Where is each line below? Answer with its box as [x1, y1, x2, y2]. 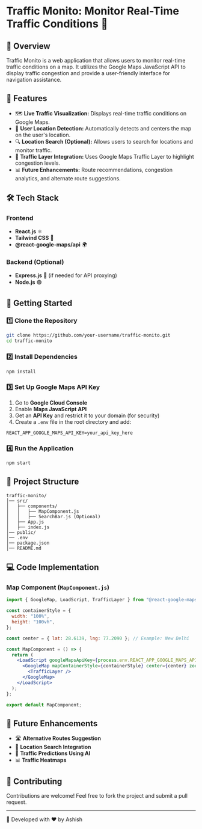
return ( [11, 652, 34, 658]
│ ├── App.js [6, 519, 44, 525]
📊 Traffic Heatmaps [14, 756, 67, 764]
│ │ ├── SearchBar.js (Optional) [6, 513, 101, 519]
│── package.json [6, 540, 50, 546]
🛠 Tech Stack [6, 193, 59, 203]
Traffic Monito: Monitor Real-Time [6, 4, 179, 18]
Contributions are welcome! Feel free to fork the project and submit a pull [6, 792, 188, 799]
